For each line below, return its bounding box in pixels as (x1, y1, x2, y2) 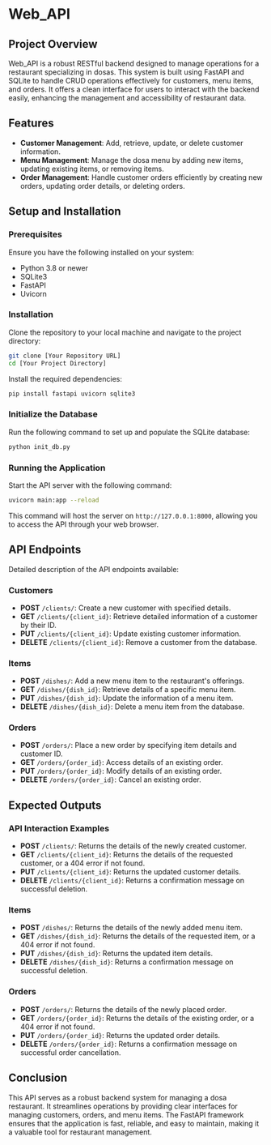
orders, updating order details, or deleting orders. (19, 181, 185, 190)
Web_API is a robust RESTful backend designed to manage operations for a (8, 58, 260, 68)
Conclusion (8, 1071, 68, 1085)
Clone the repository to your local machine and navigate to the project (8, 327, 242, 337)
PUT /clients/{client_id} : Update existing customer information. (19, 629, 241, 639)
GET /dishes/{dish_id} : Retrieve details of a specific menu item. (19, 685, 236, 694)
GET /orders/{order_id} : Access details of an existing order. (19, 758, 224, 767)
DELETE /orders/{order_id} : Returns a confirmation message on (19, 1039, 238, 1049)
